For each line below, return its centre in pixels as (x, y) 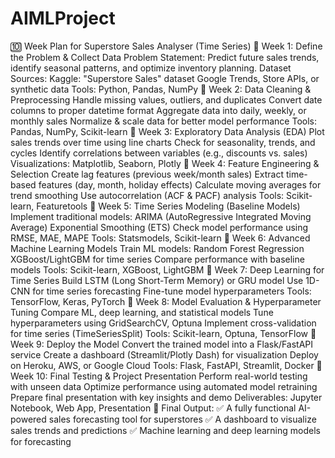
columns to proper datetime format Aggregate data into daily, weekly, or (158, 110)
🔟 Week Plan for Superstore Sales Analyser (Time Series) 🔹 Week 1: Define (166, 46)
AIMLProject (63, 18)
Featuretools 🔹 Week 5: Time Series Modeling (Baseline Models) (168, 206)
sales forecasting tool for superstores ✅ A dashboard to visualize (182, 419)
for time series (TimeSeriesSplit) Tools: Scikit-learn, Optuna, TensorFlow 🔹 (163, 333)
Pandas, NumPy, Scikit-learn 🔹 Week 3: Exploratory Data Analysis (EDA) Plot (167, 131)
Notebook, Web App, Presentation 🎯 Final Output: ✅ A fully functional (153, 408)
